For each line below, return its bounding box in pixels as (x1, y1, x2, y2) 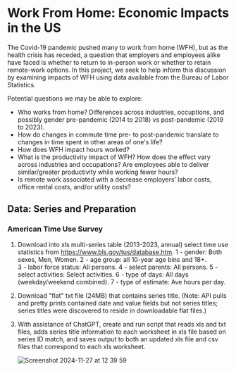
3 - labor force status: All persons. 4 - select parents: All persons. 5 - (17, 263, 218, 271)
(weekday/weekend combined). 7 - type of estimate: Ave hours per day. (17, 277, 226, 286)
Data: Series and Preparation (7, 203, 137, 215)
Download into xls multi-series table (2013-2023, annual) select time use (17, 240, 229, 249)
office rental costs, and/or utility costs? (17, 182, 132, 191)
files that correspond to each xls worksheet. (17, 342, 146, 351)
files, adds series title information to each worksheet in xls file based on (17, 327, 227, 336)
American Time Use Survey (7, 224, 104, 234)
